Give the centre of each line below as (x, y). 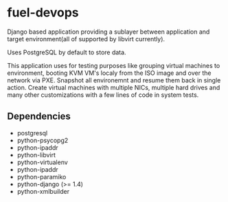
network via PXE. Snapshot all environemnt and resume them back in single (114, 80)
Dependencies (39, 116)
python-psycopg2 (43, 140)
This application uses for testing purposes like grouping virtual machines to (114, 65)
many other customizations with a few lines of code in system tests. (103, 95)
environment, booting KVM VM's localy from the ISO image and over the (109, 73)
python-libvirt (36, 155)
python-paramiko (42, 177)
